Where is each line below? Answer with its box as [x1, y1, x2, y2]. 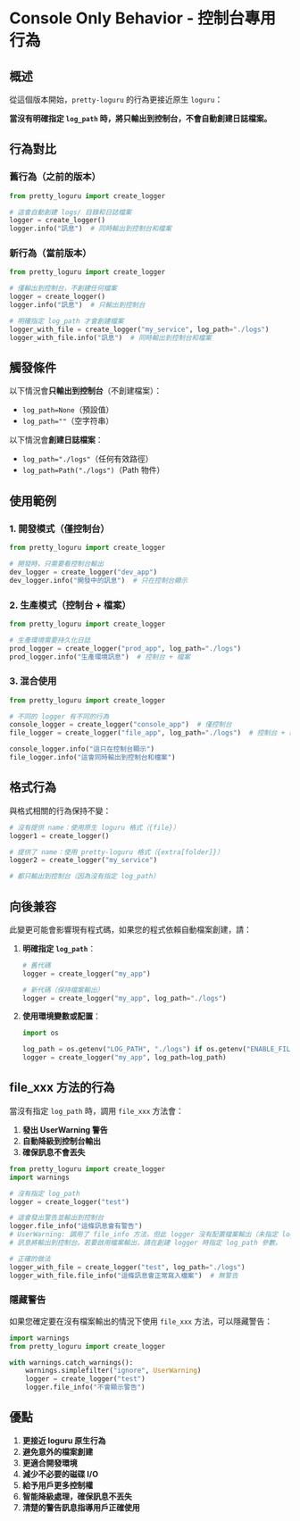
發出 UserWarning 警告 [21, 1124, 109, 1135]
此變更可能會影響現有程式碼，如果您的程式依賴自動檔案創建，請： [9, 924, 252, 935]
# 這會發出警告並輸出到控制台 [9, 1213, 104, 1223]
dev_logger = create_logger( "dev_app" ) [9, 568, 158, 577]
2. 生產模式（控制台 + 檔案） [9, 599, 131, 611]
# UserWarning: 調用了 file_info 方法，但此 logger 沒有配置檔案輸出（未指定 [9, 1230, 279, 1239]
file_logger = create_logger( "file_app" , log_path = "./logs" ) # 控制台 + [9, 728, 286, 737]
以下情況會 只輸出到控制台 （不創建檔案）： [9, 386, 162, 396]
